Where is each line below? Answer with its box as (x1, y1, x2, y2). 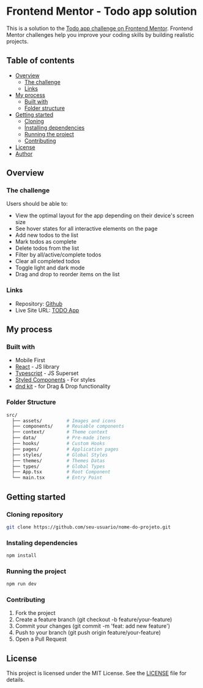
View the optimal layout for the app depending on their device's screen (15, 212, 194, 219)
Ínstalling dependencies (24, 124, 85, 131)
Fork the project (15, 609, 56, 617)
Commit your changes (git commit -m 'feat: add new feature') (15, 622, 171, 630)
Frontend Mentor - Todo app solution (6, 4, 197, 18)
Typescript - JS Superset (15, 369, 79, 377)
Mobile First (15, 357, 46, 364)
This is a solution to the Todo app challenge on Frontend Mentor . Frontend (6, 25, 193, 32)
